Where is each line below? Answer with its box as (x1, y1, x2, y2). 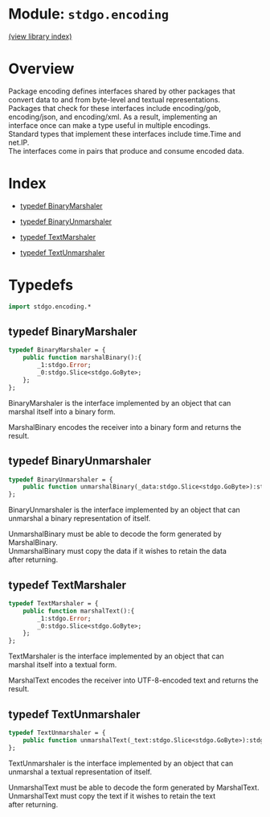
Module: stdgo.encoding (8, 5, 170, 23)
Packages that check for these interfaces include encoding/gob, (8, 103, 221, 113)
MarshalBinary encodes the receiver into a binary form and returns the (8, 422, 242, 431)
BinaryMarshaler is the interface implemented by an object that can (8, 398, 231, 407)
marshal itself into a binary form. (8, 406, 116, 416)
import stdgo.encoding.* (8, 303, 92, 311)
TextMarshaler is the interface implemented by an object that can (8, 651, 225, 661)
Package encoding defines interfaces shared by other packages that (8, 86, 235, 96)
